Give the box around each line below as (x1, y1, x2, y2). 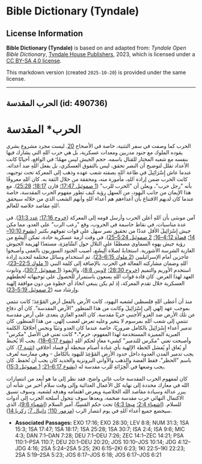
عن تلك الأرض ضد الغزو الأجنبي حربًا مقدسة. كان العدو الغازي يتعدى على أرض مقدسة (6, 311, 195, 318)
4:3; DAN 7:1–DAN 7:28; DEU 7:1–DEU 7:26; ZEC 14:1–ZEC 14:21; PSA (14, 432, 185, 439)
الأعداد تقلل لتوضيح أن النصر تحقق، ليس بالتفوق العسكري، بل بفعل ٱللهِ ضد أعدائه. (6, 162, 189, 170)
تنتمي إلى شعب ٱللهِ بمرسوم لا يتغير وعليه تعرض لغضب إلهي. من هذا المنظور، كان (6, 317, 188, 325)
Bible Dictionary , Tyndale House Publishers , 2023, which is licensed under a (6, 51, 195, 58)
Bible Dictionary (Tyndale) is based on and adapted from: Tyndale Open (6, 44, 186, 51)
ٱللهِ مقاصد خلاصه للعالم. (6, 202, 61, 209)
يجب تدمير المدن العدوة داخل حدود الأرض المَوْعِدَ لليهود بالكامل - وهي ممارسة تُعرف (6, 350, 194, 357)
